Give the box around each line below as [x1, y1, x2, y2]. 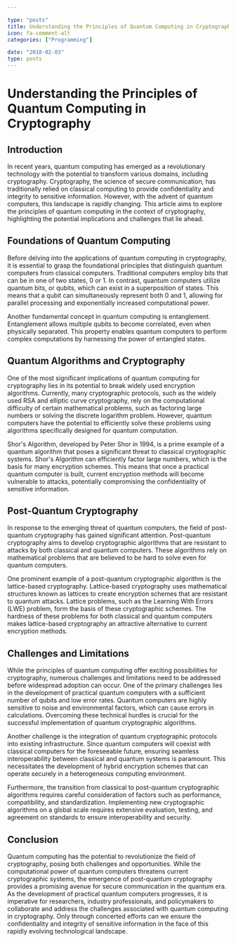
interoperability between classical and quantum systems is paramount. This [7, 755, 226, 763]
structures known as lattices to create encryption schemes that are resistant [7, 589, 228, 598]
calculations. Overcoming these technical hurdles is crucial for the [7, 711, 199, 720]
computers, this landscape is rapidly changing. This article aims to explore [7, 200, 223, 208]
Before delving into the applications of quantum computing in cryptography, [7, 253, 227, 262]
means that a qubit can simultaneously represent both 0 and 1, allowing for [7, 291, 223, 299]
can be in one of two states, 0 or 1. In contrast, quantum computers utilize [7, 276, 221, 284]
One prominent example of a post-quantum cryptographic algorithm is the [7, 574, 221, 583]
